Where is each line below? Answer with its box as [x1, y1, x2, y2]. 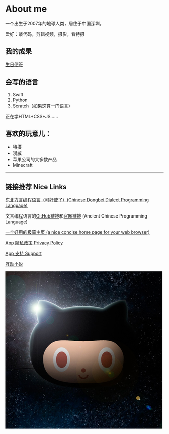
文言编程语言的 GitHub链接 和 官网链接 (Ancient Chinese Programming [5, 213, 147, 219]
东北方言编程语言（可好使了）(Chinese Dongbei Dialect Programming [5, 197, 149, 203]
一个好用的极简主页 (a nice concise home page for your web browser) [5, 229, 150, 235]
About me [5, 3, 47, 15]
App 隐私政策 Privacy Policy [5, 240, 63, 246]
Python [12, 97, 28, 103]
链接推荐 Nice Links [5, 182, 67, 191]
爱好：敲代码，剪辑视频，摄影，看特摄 [5, 31, 84, 37]
